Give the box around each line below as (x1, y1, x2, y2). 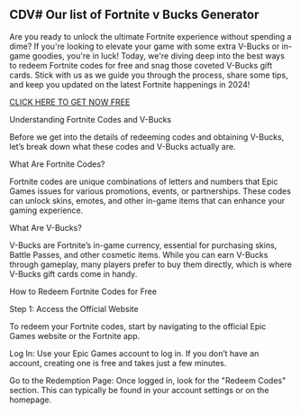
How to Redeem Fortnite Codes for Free (9, 286, 158, 297)
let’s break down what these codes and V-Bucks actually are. (9, 141, 236, 152)
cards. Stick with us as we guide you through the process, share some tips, (9, 69, 288, 80)
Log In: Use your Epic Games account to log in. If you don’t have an (9, 347, 260, 359)
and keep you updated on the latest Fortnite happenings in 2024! (9, 78, 251, 89)
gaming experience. (9, 205, 84, 216)
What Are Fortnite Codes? (9, 158, 105, 170)
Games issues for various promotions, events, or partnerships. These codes (9, 185, 291, 197)
